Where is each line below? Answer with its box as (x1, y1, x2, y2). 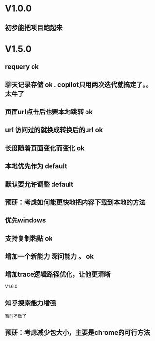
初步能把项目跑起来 (5, 23, 63, 32)
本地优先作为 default (5, 162, 67, 170)
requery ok (5, 63, 39, 71)
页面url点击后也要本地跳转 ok (5, 108, 93, 116)
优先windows (5, 216, 46, 225)
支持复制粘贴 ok (5, 234, 53, 243)
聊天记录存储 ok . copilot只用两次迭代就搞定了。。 (5, 80, 153, 89)
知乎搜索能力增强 (5, 299, 56, 307)
